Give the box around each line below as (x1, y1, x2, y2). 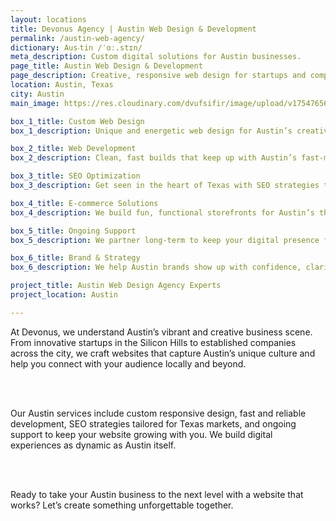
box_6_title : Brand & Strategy (10, 253, 141, 263)
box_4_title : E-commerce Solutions (10, 198, 159, 208)
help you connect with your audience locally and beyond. (10, 357, 247, 370)
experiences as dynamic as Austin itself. (10, 439, 177, 451)
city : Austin (10, 89, 65, 99)
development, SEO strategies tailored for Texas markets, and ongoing (10, 417, 297, 430)
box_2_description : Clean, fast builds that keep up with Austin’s (10, 153, 298, 163)
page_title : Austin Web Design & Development (10, 61, 203, 71)
